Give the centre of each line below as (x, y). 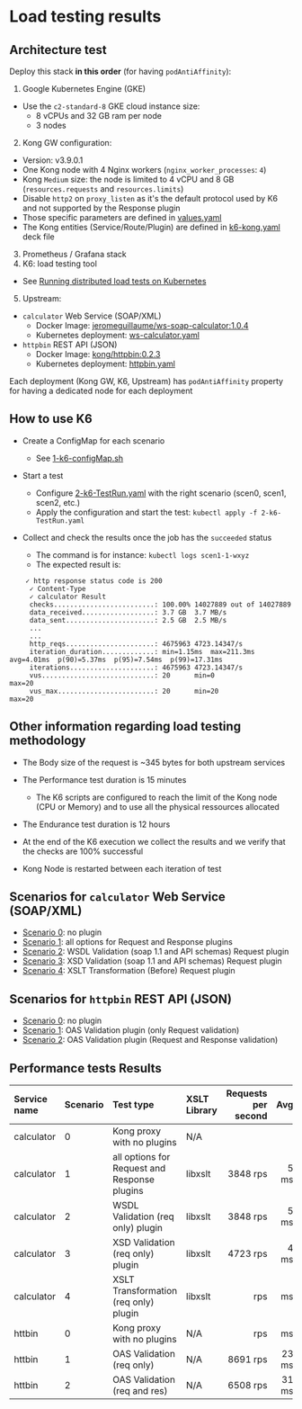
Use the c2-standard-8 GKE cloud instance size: (111, 106)
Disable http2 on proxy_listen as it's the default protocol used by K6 (150, 198)
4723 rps (248, 1254)
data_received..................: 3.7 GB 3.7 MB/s (128, 612)
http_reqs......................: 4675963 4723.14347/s (136, 644)
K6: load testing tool (59, 264)
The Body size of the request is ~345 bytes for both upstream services (154, 762)
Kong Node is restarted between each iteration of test (122, 868)
